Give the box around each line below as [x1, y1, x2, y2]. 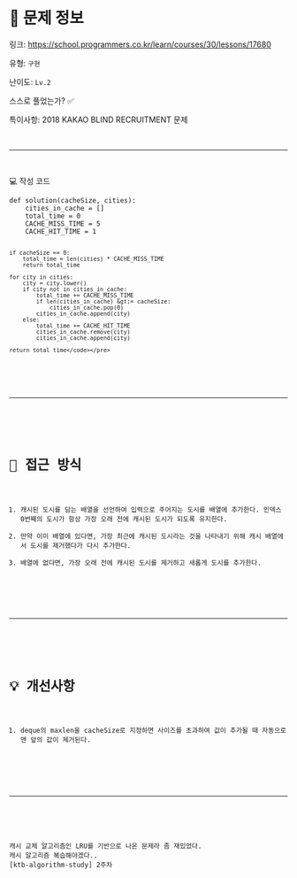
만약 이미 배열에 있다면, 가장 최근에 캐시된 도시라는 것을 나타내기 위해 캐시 [20, 532, 263, 541]
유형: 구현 [9, 58, 41, 68]
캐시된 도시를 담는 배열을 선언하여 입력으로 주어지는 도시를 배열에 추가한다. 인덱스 [20, 505, 282, 514]
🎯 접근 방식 [9, 457, 82, 474]
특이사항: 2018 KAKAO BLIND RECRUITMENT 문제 [9, 114, 188, 125]
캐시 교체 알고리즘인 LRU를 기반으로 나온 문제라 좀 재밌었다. [9, 842, 202, 851]
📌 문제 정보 [9, 8, 84, 28]
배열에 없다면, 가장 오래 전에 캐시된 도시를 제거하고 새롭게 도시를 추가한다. [20, 558, 263, 567]
